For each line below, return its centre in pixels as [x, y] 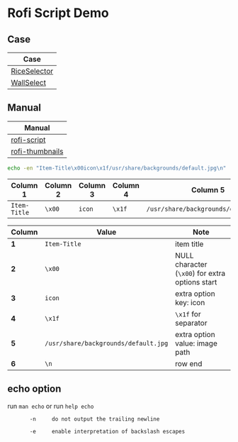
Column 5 [208, 189]
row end [188, 363]
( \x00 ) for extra [200, 273]
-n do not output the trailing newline [95, 419]
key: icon [190, 302]
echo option [34, 389]
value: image [196, 343]
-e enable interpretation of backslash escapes [107, 431]
